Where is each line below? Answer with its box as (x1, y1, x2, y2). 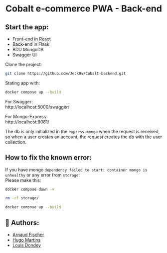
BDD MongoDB (12, 47, 44, 52)
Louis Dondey (12, 242, 41, 248)
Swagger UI (12, 52, 37, 58)
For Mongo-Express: (5, 113, 47, 119)
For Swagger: (5, 98, 33, 104)
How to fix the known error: (5, 154, 92, 162)
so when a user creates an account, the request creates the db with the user (5, 134, 163, 140)
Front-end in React (12, 36, 51, 42)
